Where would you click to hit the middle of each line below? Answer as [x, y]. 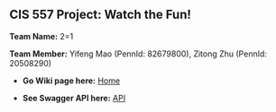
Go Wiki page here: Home [71, 81]
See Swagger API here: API [74, 98]
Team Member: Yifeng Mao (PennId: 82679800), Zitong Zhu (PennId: [138, 54]
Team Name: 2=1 [41, 36]
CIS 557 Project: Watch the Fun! [101, 15]
